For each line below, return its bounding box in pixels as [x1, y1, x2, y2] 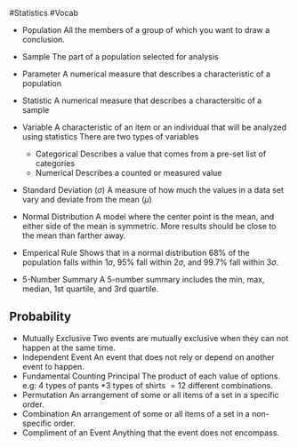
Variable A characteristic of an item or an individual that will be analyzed [21, 122, 287, 132]
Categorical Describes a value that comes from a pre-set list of [35, 148, 267, 159]
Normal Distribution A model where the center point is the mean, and [21, 212, 275, 221]
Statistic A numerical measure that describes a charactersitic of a [21, 95, 262, 106]
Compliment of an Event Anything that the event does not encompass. [21, 427, 280, 438]
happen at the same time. [21, 342, 116, 353]
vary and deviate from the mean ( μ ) [21, 195, 153, 204]
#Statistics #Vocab [9, 8, 78, 18]
